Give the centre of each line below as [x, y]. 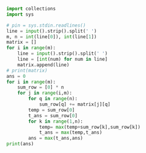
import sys [20, 14]
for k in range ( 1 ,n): [56, 121]
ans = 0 [16, 76]
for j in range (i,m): [45, 93]
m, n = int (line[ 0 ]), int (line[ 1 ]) [52, 36]
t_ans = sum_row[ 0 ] [53, 115]
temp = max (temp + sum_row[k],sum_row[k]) [89, 127]
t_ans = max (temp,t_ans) [71, 133]
